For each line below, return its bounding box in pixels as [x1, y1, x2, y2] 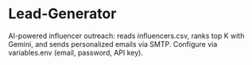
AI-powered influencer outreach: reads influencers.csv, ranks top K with [8, 31, 245, 40]
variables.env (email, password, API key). [8, 48, 143, 57]
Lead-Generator [8, 5, 117, 23]
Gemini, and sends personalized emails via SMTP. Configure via [8, 39, 218, 48]
